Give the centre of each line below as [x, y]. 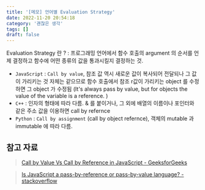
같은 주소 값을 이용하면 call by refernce [63, 111]
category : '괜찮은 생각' [35, 23]
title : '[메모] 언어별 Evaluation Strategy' [61, 12]
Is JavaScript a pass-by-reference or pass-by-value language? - [102, 174]
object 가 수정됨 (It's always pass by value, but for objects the [110, 89]
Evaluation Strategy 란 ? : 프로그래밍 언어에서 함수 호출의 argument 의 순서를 [99, 53]
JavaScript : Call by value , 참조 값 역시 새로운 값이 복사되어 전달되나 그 [103, 74]
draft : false [23, 35]
